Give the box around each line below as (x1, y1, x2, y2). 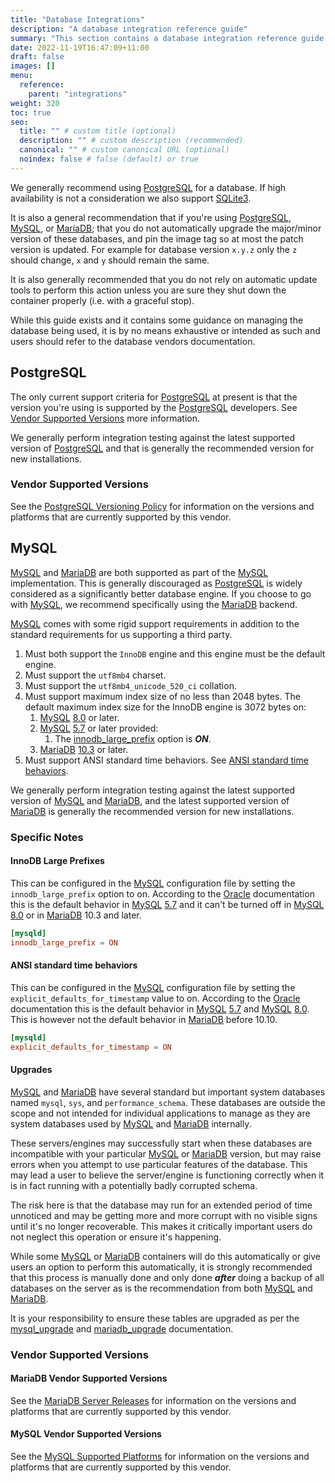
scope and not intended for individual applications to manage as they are (10, 1107, 311, 1119)
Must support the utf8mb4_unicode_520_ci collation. (24, 679, 237, 691)
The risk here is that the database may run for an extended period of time (10, 1199, 313, 1211)
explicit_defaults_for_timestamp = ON (10, 1042, 172, 1052)
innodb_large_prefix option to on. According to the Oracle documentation (10, 887, 315, 900)
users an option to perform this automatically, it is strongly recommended (10, 1261, 313, 1273)
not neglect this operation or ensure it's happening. (10, 1231, 222, 1243)
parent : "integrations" (28, 89, 128, 99)
